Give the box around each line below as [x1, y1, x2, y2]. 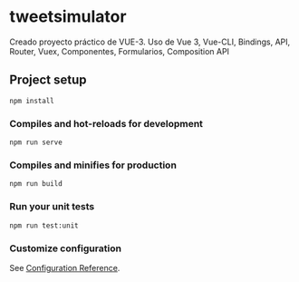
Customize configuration [9, 242, 122, 255]
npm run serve [9, 138, 63, 147]
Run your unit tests [9, 200, 95, 213]
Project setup [9, 73, 88, 88]
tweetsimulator [9, 6, 127, 27]
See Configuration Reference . [9, 262, 121, 273]
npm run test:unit [9, 220, 79, 230]
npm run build [9, 180, 63, 189]
